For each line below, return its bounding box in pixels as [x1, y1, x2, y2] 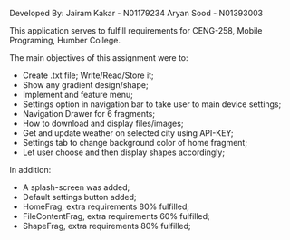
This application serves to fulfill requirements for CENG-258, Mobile [9, 25, 263, 35]
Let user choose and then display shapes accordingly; [22, 147, 225, 158]
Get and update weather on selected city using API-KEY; [22, 128, 234, 139]
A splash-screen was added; [22, 182, 130, 193]
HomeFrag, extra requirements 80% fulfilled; [22, 201, 190, 212]
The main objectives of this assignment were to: [9, 53, 188, 62]
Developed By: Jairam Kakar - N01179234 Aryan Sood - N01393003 [9, 8, 264, 18]
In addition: [9, 165, 52, 175]
